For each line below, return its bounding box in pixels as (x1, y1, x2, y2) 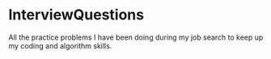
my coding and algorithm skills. (8, 40, 112, 50)
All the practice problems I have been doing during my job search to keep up (8, 32, 264, 42)
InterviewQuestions (8, 6, 144, 24)
